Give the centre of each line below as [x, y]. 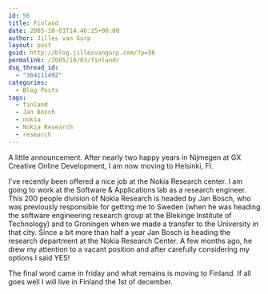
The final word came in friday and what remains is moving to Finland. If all [130, 273]
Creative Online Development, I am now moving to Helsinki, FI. [111, 165]
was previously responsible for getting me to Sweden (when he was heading [134, 207]
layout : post [30, 46]
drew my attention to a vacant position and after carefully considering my [129, 249]
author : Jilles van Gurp [50, 38]
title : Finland [34, 23]
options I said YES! [39, 257]
